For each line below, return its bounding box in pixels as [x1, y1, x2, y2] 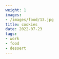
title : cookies [5, 22, 38, 27]
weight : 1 [5, 7, 27, 13]
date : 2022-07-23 [5, 27, 43, 32]
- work [5, 36, 19, 42]
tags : [5, 31, 17, 36]
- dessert [5, 46, 27, 51]
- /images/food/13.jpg [5, 17, 54, 22]
